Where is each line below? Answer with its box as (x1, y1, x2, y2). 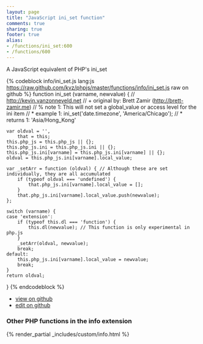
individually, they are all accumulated (6, 170, 111, 177)
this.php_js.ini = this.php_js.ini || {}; (6, 144, 116, 150)
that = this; (17, 133, 51, 139)
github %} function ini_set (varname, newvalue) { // (6, 90, 135, 98)
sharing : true (6, 26, 43, 32)
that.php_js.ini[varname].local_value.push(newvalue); (17, 192, 160, 199)
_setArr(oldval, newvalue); (17, 240, 89, 246)
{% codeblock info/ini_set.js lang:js (6, 77, 95, 84)
